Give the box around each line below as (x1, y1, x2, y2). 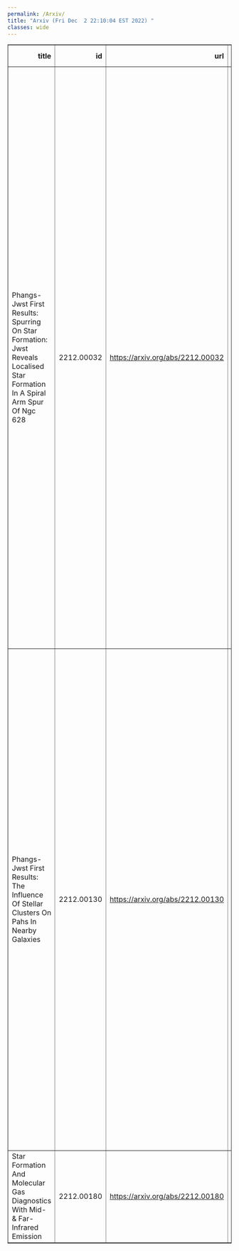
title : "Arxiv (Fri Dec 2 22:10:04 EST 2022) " (7, 17, 154, 24)
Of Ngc (11, 406, 36, 416)
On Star (11, 326, 38, 336)
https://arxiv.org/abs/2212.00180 (110, 1191, 224, 1201)
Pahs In (11, 917, 37, 927)
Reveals (11, 353, 38, 363)
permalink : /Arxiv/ (7, 10, 65, 18)
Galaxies (11, 935, 41, 945)
